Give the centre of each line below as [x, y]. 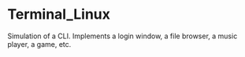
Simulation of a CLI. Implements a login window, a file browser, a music [122, 36]
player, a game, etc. [39, 44]
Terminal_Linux [59, 14]
